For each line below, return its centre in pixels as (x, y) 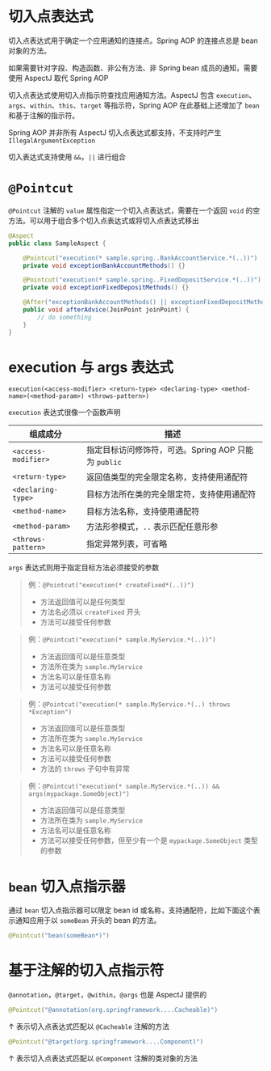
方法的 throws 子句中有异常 (85, 768)
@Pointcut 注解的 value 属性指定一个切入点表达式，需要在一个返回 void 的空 (134, 210)
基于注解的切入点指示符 (86, 971)
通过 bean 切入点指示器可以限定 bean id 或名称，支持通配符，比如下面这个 (131, 910)
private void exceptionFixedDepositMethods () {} (106, 288)
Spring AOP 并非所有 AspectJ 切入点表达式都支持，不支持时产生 (115, 132)
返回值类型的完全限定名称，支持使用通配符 (167, 477)
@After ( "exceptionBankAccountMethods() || (95, 303)
